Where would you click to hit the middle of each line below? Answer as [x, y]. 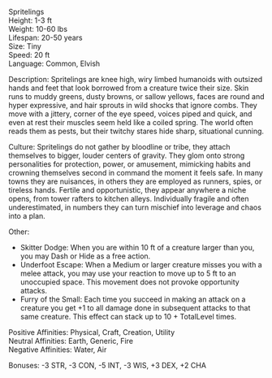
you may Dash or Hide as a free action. [85, 256]
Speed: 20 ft [29, 55]
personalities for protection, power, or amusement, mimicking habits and [130, 164]
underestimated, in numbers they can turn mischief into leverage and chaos [135, 207]
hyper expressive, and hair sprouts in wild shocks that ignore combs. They [133, 105]
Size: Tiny [25, 46]
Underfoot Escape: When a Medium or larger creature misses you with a [141, 265]
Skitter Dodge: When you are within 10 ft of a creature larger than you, [137, 248]
